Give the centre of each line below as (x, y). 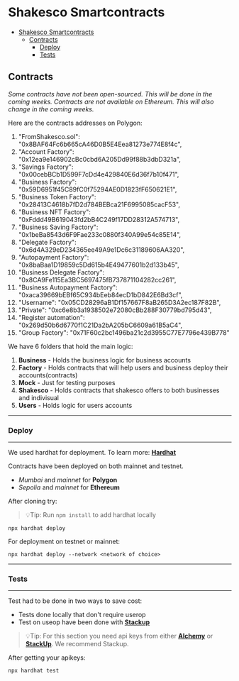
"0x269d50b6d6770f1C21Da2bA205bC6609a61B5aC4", (100, 325)
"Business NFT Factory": (55, 212)
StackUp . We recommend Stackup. (77, 644)
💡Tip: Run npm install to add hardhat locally (91, 515)
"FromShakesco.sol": (49, 136)
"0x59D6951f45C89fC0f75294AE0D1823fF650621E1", (98, 189)
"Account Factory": (46, 151)
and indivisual (39, 397)
